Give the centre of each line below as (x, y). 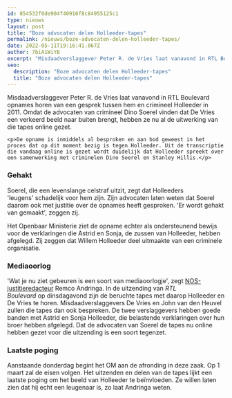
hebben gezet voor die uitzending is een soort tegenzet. (87, 332)
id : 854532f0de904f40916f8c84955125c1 (63, 13)
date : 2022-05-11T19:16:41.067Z (54, 46)
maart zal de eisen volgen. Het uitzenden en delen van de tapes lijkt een (110, 373)
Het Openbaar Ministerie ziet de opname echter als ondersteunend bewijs (112, 226)
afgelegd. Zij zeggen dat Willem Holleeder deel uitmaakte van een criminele (115, 240)
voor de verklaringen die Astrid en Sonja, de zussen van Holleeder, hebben (114, 233)
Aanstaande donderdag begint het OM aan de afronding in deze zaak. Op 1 (114, 365)
